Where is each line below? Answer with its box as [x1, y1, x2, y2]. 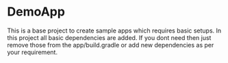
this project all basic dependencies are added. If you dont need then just [7, 33, 212, 41]
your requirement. [7, 48, 58, 56]
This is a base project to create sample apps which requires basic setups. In [7, 26, 222, 35]
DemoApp [7, 4, 65, 20]
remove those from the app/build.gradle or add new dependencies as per [7, 41, 214, 49]
